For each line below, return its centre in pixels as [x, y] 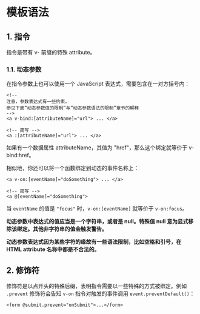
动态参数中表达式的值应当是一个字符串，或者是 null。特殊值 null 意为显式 [97, 221]
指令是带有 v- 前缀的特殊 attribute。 [51, 52]
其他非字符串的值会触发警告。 [70, 229]
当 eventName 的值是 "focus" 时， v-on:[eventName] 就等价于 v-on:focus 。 [97, 209]
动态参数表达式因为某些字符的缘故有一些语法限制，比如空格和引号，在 [94, 242]
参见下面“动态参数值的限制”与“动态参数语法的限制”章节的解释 [73, 108]
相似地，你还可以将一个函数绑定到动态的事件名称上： [73, 168]
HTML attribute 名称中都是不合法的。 [53, 249]
